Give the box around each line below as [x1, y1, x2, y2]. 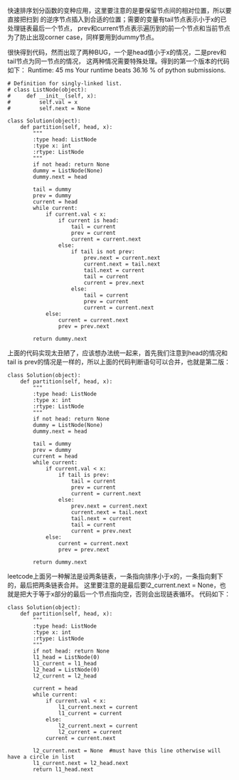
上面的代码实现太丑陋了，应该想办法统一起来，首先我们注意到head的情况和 [7, 349, 228, 357]
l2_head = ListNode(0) [33, 666, 100, 673]
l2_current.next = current [58, 722, 139, 729]
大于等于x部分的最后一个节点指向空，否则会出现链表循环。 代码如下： [26, 590, 231, 598]
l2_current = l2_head [33, 673, 97, 680]
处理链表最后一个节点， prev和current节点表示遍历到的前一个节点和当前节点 [7, 24, 231, 32]
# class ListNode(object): [7, 86, 87, 93]
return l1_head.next [33, 766, 94, 773]
